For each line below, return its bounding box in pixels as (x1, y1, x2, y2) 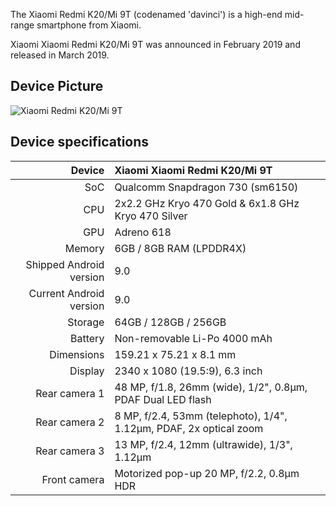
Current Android (28, 286, 105, 300)
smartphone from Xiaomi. (36, 19, 142, 31)
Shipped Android (25, 257, 105, 271)
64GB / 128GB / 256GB (114, 315, 227, 329)
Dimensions (49, 347, 105, 361)
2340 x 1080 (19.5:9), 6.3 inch (114, 364, 263, 378)
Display (69, 364, 105, 378)
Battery (70, 331, 105, 345)
